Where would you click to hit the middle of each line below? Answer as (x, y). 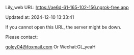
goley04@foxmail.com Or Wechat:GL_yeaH (50, 47)
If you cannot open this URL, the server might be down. (63, 27)
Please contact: (22, 37)
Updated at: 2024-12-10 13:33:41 (40, 17)
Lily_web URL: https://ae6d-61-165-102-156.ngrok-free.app (67, 7)
